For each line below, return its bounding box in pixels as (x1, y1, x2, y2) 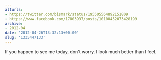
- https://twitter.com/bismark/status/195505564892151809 (5, 12, 128, 17)
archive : (5, 21, 23, 26)
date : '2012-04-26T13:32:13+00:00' (5, 30, 79, 35)
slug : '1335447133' (5, 35, 46, 40)
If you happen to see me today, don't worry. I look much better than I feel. (5, 48, 157, 55)
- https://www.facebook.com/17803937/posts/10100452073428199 (5, 16, 137, 21)
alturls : (5, 7, 23, 12)
